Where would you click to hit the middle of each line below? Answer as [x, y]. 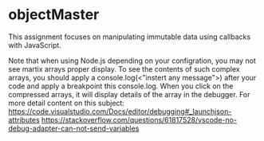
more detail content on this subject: [67, 103]
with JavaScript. [35, 45]
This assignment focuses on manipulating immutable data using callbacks [130, 37]
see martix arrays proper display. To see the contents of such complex [124, 69]
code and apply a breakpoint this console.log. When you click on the [121, 86]
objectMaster [54, 15]
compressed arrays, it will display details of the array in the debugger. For [129, 94]
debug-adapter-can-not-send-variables [74, 128]
